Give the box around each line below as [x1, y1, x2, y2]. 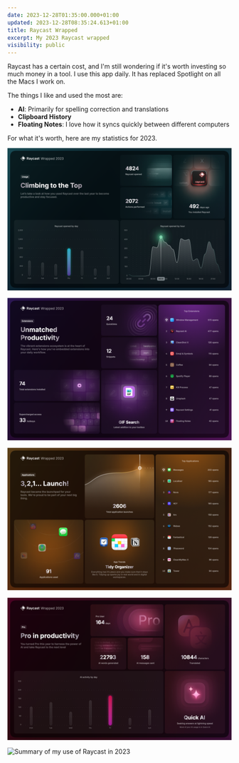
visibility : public [7, 41, 65, 49]
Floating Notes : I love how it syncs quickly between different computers [17, 120, 230, 128]
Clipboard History [17, 113, 72, 121]
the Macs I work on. [7, 77, 65, 86]
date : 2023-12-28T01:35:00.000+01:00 [7, 11, 119, 19]
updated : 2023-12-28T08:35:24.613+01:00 [7, 19, 129, 26]
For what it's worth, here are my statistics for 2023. [7, 134, 158, 143]
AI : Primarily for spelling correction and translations [17, 105, 169, 113]
